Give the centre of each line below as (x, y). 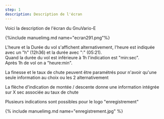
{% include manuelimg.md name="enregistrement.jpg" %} (64, 111)
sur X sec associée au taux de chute (42, 92)
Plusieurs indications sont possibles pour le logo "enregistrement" (72, 101)
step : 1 (13, 10)
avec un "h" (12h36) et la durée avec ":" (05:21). (54, 52)
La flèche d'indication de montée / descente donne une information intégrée (82, 87)
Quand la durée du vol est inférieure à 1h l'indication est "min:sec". (72, 57)
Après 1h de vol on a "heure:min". (39, 63)
